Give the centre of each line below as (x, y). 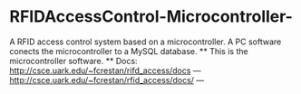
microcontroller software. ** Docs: (73, 61)
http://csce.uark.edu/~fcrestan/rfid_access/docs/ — (107, 80)
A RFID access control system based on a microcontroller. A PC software (146, 42)
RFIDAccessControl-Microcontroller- (151, 17)
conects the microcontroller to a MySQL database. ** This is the (129, 51)
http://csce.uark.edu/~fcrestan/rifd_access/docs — (105, 70)
